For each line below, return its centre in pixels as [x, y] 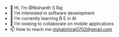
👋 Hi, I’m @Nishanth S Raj [36, 8]
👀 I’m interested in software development [52, 13]
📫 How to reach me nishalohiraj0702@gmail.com [61, 29]
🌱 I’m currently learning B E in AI [43, 18]
